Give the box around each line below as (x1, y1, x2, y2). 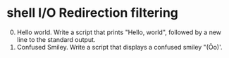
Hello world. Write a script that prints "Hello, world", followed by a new (16, 28, 222, 36)
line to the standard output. (16, 35, 96, 43)
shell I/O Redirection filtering (6, 5, 179, 21)
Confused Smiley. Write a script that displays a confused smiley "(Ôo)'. (16, 43, 223, 51)
